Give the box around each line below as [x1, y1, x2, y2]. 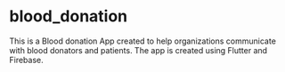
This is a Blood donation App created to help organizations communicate [9, 36, 276, 46]
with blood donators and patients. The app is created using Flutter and [9, 44, 268, 55]
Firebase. [9, 54, 45, 65]
